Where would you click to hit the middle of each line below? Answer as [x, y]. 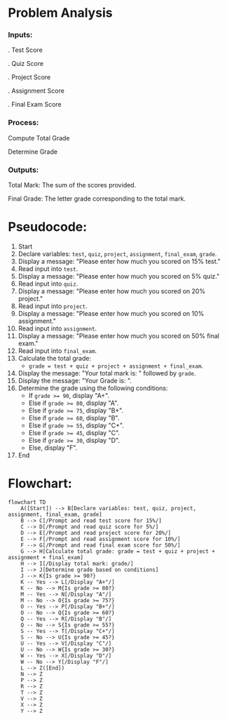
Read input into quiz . [48, 284]
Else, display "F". [53, 448]
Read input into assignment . [57, 328]
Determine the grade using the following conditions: [93, 388]
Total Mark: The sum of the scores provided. [72, 185]
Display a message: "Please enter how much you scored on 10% [111, 314]
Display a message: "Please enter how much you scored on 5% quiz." [119, 276]
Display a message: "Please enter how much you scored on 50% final [119, 336]
